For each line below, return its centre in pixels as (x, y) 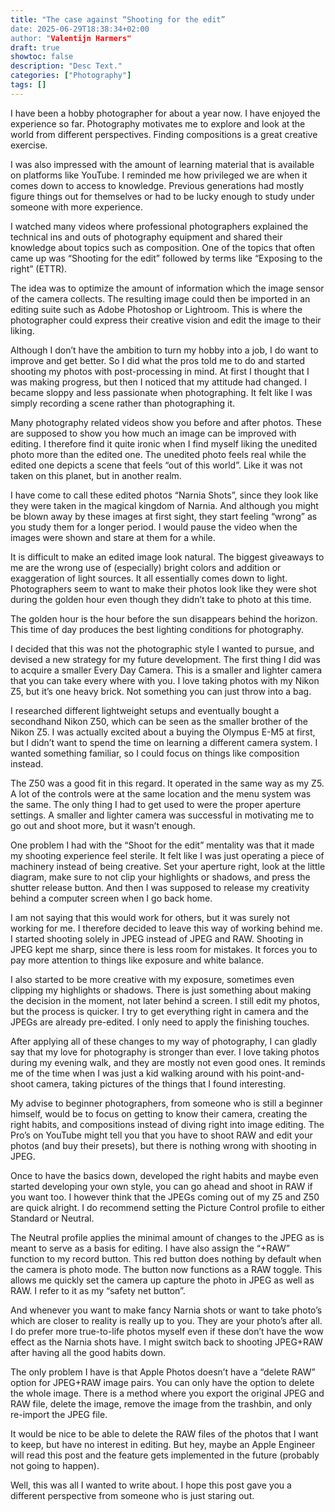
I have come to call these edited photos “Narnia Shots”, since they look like (164, 495)
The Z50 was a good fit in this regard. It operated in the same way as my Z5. (167, 783)
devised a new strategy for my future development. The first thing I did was (165, 659)
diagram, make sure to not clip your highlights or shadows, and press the (160, 877)
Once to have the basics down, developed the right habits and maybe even (164, 1175)
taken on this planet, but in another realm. (96, 475)
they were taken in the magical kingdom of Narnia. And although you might (164, 505)
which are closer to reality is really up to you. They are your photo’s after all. (166, 1320)
